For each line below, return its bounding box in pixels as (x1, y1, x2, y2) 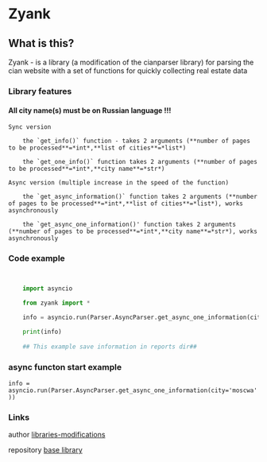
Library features (8, 85, 72, 96)
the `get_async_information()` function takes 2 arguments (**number (22, 192, 258, 201)
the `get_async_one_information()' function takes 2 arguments (22, 220, 237, 229)
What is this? (8, 37, 75, 50)
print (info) (22, 328, 62, 336)
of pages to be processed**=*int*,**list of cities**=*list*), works (8, 200, 244, 208)
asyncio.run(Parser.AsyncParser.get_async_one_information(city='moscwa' (8, 386, 258, 394)
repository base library (8, 445, 83, 455)
